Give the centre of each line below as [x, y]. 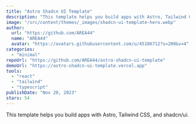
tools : [14, 71]
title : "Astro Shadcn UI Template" [49, 11]
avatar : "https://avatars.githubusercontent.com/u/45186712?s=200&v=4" [100, 44]
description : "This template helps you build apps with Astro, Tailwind [96, 17]
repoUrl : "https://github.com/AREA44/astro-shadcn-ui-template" [86, 60]
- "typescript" [30, 87]
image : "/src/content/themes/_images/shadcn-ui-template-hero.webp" [91, 22]
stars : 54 [18, 98]
